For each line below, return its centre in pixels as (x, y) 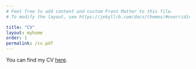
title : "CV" (20, 27)
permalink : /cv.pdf (30, 43)
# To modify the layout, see (41, 17)
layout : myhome (24, 32)
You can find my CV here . (37, 60)
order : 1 (17, 38)
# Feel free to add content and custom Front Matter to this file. (90, 11)
